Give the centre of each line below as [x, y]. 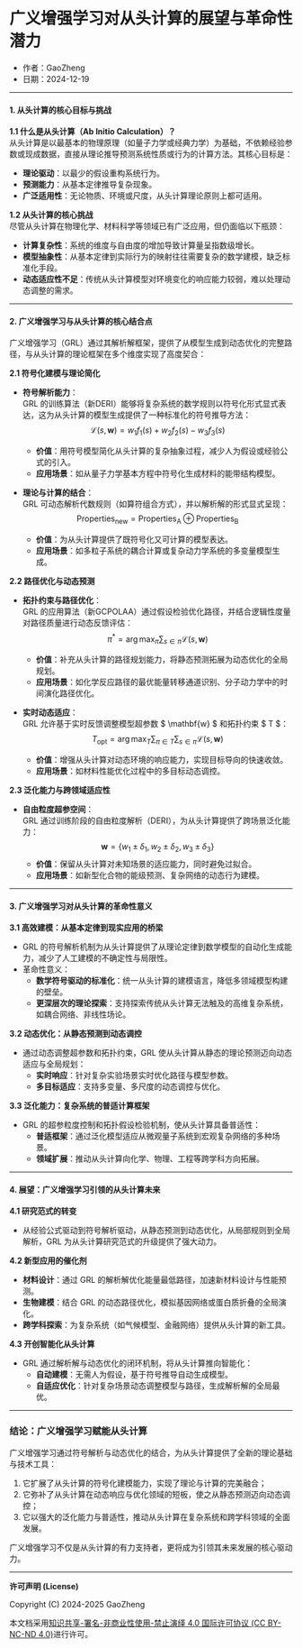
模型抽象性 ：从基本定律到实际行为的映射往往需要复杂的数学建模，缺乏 [152, 257]
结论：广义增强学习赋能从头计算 [79, 1432]
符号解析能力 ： [50, 392]
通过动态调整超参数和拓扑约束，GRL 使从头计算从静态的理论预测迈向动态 [157, 1053]
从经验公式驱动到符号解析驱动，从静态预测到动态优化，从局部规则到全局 [156, 1231]
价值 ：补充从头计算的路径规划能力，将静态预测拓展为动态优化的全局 [162, 660]
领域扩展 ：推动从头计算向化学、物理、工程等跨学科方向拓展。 [150, 1158]
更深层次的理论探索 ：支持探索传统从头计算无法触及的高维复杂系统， [162, 1003]
